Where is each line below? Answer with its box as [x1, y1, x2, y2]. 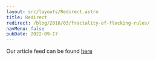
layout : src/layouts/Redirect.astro [6, 8, 99, 15]
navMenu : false [6, 25, 45, 32]
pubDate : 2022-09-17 [6, 31, 59, 37]
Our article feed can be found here [6, 47, 93, 55]
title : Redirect [6, 14, 47, 20]
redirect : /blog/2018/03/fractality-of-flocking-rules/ [6, 20, 150, 26]
